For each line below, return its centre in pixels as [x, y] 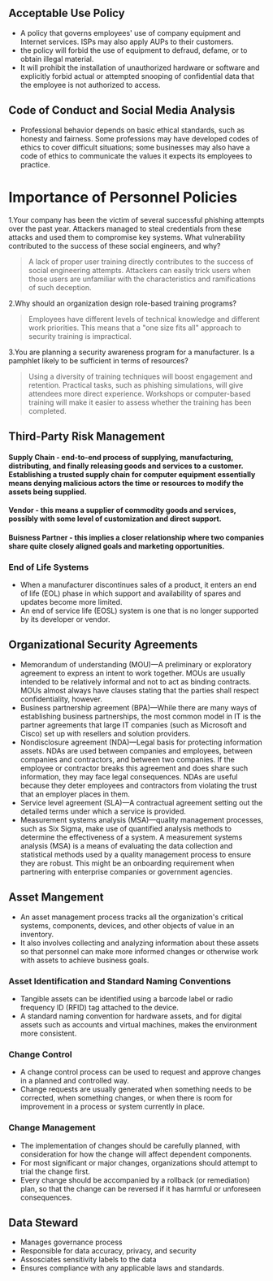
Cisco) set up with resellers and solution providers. [105, 733]
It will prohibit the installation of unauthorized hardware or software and [140, 67]
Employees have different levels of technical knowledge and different [144, 319]
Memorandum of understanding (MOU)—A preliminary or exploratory [136, 664]
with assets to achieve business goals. [84, 960]
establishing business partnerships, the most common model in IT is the [141, 716]
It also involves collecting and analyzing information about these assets [140, 943]
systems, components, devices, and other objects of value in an [127, 925]
